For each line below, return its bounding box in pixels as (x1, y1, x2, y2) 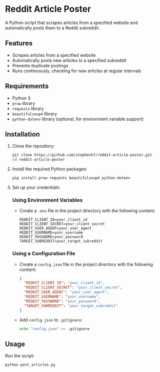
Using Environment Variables (12, 196, 83, 203)
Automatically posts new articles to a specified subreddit (12, 57, 127, 63)
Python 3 (12, 95, 31, 101)
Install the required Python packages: (12, 166, 88, 172)
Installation (5, 130, 40, 138)
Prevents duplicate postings (12, 62, 68, 68)
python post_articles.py (5, 362, 56, 368)
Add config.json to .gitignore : (19, 317, 83, 322)
